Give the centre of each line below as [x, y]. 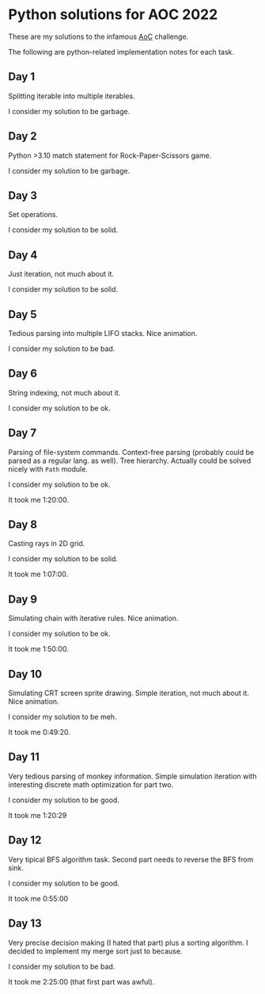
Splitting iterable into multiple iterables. [72, 96]
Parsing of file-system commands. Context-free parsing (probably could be [131, 452]
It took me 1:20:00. [39, 499]
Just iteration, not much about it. [61, 274]
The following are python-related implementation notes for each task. [121, 52]
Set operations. [33, 215]
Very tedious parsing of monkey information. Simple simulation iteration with [132, 776]
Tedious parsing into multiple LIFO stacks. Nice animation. [103, 333]
